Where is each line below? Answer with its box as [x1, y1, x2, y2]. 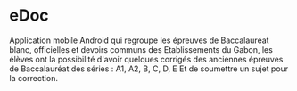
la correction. [9, 72, 58, 83]
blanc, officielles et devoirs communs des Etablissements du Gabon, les [9, 44, 274, 54]
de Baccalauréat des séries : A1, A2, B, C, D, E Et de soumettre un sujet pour [9, 63, 289, 74]
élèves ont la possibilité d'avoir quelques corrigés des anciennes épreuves [9, 54, 284, 64]
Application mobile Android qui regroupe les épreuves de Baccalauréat [9, 35, 269, 45]
